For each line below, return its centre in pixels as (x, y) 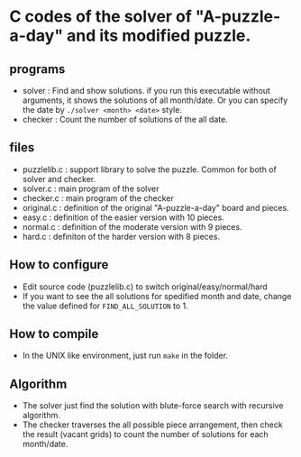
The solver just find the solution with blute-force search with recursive (153, 406)
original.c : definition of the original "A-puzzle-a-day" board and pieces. (156, 207)
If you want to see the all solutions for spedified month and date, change (157, 296)
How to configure (59, 265)
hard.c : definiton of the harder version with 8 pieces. (121, 236)
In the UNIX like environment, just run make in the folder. (125, 356)
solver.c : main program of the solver (91, 188)
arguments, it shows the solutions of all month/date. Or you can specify (155, 100)
